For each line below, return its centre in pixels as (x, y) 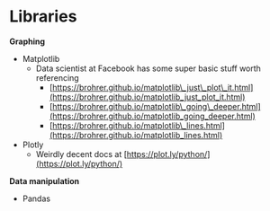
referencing (57, 77)
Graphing (27, 41)
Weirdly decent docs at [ (81, 154)
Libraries (43, 17)
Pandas (36, 198)
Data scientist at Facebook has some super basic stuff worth (148, 68)
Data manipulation (44, 180)
